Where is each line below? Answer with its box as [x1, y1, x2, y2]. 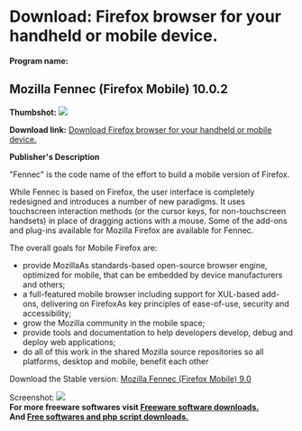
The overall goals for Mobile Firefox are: [9, 242, 158, 253]
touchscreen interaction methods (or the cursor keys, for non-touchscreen [9, 205, 287, 216]
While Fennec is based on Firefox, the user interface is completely [9, 186, 255, 197]
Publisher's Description [9, 151, 100, 162]
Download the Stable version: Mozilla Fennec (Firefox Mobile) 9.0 [9, 373, 252, 384]
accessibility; [22, 307, 72, 318]
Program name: [9, 55, 69, 66]
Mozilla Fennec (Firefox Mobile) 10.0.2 [9, 81, 228, 97]
